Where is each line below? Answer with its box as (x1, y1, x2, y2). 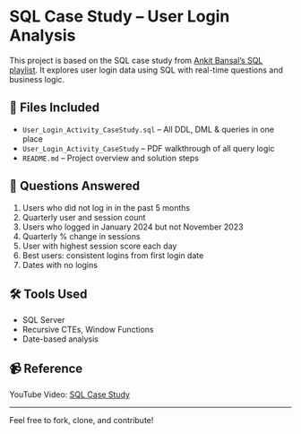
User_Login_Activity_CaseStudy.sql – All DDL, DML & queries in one (21, 124, 275, 135)
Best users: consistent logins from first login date (21, 249, 204, 261)
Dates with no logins (21, 259, 99, 270)
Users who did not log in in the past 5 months (21, 202, 191, 213)
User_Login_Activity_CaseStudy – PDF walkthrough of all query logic (21, 143, 275, 153)
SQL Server (21, 315, 65, 325)
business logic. (9, 74, 65, 84)
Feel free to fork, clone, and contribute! (9, 415, 154, 426)
